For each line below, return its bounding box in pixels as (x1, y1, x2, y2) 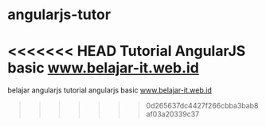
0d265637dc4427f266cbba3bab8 (146, 101, 259, 111)
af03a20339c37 (146, 109, 200, 119)
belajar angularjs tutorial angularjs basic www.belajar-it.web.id (7, 85, 213, 95)
